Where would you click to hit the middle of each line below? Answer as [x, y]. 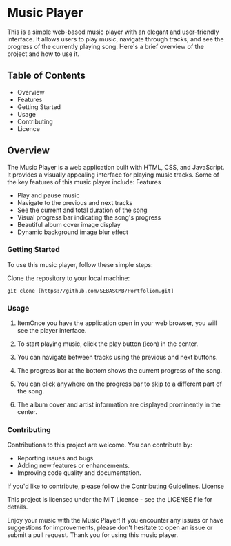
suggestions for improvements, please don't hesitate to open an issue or [110, 528]
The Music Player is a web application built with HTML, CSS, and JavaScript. [116, 167]
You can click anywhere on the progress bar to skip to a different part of [120, 384]
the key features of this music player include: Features [84, 182]
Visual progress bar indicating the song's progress [89, 217]
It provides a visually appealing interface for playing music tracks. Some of [113, 175]
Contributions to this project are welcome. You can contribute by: [100, 445]
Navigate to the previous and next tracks [75, 202]
